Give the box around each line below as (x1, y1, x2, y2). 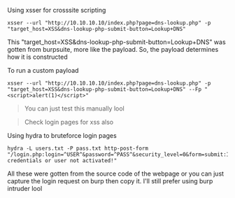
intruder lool (7, 185, 43, 192)
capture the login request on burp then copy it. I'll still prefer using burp (7, 177, 213, 185)
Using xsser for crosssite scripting (7, 6, 106, 14)
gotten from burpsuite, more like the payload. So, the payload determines (7, 45, 219, 53)
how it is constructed (7, 52, 68, 61)
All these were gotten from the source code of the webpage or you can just (7, 169, 225, 178)
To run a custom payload (7, 66, 79, 74)
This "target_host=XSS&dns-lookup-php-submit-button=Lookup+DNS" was (7, 38, 226, 46)
